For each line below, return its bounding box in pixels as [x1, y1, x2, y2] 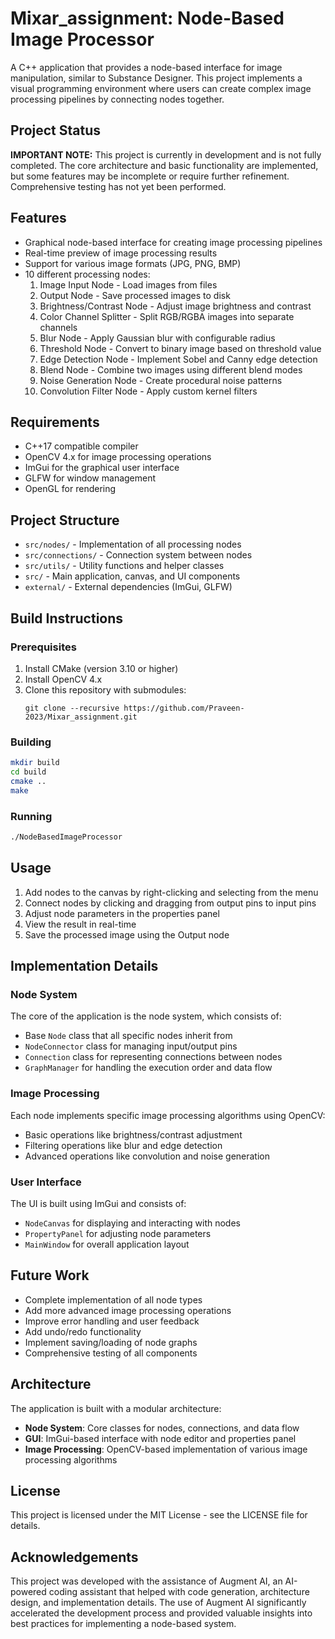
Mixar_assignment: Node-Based [10, 7, 285, 30]
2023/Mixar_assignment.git [24, 712, 138, 722]
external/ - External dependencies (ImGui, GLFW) [24, 581, 233, 593]
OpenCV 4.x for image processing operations [24, 451, 212, 463]
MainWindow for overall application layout [24, 1238, 190, 1250]
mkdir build [10, 758, 60, 768]
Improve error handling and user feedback [24, 1315, 200, 1327]
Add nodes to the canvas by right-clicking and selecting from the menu [24, 886, 319, 898]
